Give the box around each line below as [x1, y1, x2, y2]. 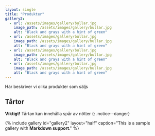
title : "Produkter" [5, 12, 45, 17]
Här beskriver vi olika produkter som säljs [5, 84, 88, 89]
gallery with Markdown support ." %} [5, 125, 79, 131]
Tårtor [5, 98, 24, 106]
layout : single [5, 7, 36, 12]
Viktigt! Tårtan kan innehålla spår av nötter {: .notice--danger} [5, 110, 130, 117]
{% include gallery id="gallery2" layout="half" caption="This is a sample [5, 120, 151, 126]
